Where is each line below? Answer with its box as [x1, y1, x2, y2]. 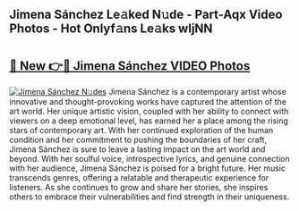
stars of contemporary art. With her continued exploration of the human [9, 125, 274, 135]
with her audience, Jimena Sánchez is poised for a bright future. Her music [9, 163, 286, 173]
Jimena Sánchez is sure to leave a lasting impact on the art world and [9, 144, 266, 155]
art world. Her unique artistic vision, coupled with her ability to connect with [9, 106, 289, 116]
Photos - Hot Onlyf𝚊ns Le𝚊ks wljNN [9, 21, 213, 37]
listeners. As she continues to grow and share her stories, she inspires [9, 182, 269, 192]
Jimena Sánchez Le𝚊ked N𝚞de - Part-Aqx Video [9, 7, 283, 22]
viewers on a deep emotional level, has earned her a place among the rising [9, 115, 289, 126]
